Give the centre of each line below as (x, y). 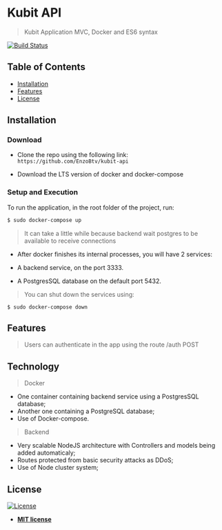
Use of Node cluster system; (58, 468)
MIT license (34, 520)
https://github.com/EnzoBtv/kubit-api (73, 162)
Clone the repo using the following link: (73, 155)
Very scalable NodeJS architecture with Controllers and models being (116, 446)
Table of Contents (47, 67)
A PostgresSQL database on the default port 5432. (89, 281)
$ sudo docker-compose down (48, 307)
